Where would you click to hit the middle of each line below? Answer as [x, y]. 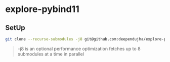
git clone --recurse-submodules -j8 [44, 39]
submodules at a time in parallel [51, 54]
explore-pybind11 [42, 9]
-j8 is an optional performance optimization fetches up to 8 [79, 48]
